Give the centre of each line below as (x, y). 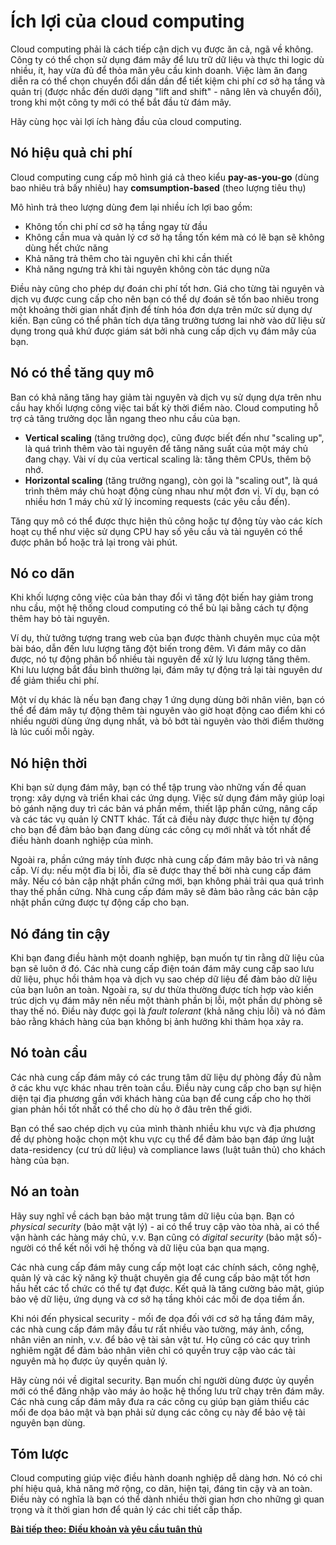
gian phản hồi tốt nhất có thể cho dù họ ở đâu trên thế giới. (131, 1109)
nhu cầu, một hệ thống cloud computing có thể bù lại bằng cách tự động (159, 608)
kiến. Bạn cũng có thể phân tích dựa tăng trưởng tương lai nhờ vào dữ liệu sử (168, 320)
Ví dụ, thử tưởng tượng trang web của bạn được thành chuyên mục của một (165, 638)
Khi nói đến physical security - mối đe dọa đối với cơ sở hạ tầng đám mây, (162, 1318)
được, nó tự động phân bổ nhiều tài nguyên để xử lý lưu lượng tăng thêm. (160, 659)
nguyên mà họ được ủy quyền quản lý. (89, 1361)
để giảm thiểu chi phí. (55, 681)
